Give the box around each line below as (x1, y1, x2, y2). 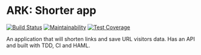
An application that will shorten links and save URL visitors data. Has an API (6, 35, 196, 42)
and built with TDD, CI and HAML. (6, 42, 90, 49)
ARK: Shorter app (6, 4, 97, 18)
